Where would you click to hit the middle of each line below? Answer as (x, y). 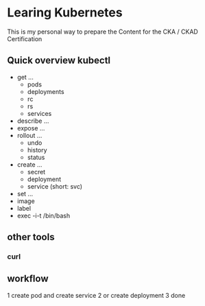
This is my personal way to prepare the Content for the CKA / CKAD (103, 32)
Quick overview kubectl (59, 61)
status (36, 157)
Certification (25, 38)
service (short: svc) (55, 186)
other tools (31, 237)
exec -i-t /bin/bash (44, 215)
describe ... (33, 121)
